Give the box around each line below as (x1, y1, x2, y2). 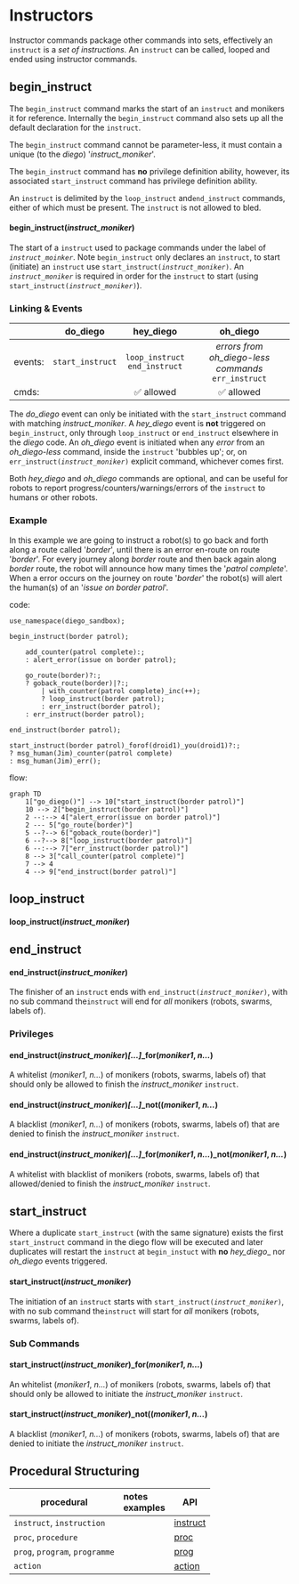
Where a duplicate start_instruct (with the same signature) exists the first (9, 1227, 284, 1238)
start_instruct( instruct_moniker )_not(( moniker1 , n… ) (9, 1409, 208, 1419)
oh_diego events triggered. (9, 1256, 109, 1266)
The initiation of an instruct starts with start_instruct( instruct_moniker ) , (9, 1296, 285, 1306)
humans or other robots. (9, 492, 98, 503)
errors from (215, 340, 264, 352)
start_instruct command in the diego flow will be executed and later (9, 1237, 264, 1248)
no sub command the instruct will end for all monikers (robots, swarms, (9, 996, 273, 1006)
